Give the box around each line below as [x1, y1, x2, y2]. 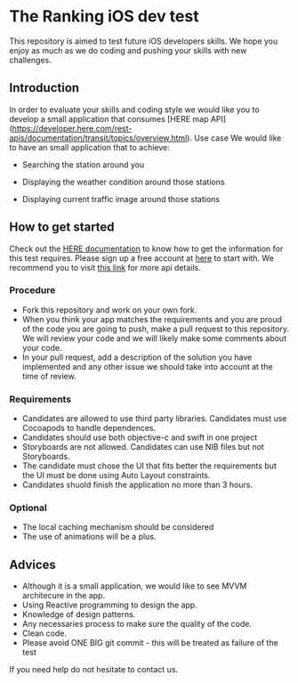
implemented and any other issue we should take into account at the [21, 361, 273, 371]
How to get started [9, 220, 115, 235]
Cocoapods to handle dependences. [21, 423, 157, 434]
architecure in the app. [21, 590, 105, 601]
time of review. [21, 370, 77, 381]
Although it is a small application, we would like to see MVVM [21, 581, 247, 591]
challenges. [9, 54, 52, 65]
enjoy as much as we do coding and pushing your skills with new [9, 45, 247, 55]
